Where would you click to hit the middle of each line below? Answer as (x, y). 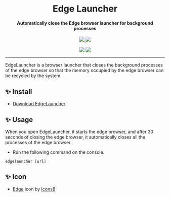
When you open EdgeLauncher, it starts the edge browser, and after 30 (79, 132)
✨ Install (19, 91)
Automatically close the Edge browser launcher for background (85, 23)
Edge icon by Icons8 (34, 189)
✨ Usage (19, 120)
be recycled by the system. (33, 76)
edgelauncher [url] (26, 162)
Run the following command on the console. (58, 152)
